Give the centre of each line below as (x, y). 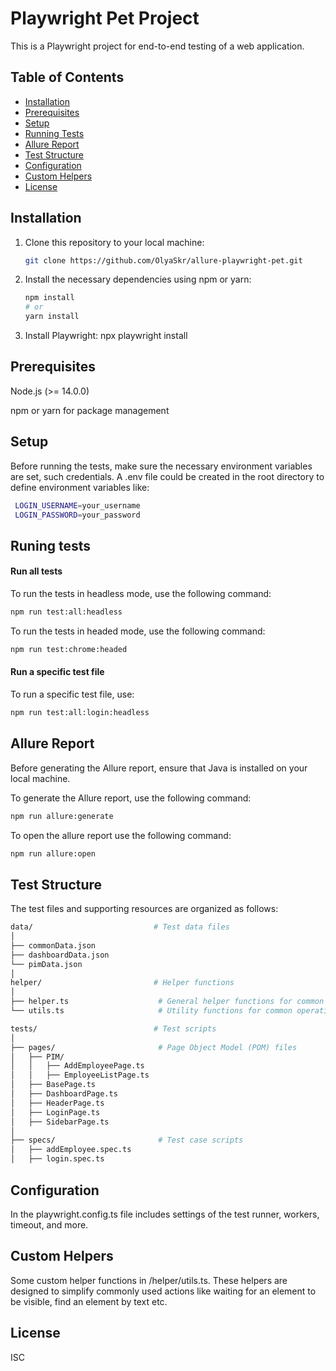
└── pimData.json (46, 964)
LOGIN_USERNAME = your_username (77, 505)
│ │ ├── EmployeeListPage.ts (80, 1075)
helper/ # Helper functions (122, 983)
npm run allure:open (53, 853)
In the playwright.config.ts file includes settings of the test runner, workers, (165, 1214)
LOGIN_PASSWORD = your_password (77, 515)
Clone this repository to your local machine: (114, 242)
